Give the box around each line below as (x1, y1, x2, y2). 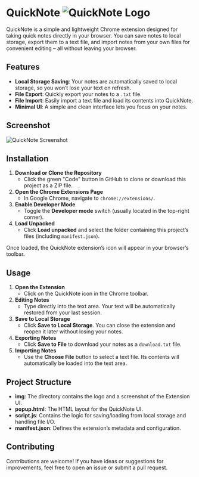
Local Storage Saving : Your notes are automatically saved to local (14, 78, 178, 85)
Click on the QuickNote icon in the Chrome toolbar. (23, 290, 149, 298)
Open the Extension (14, 284, 66, 291)
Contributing (6, 442, 55, 452)
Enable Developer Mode (14, 201, 76, 208)
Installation (6, 153, 49, 163)
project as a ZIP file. (23, 182, 73, 189)
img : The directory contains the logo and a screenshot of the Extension (14, 393, 190, 399)
